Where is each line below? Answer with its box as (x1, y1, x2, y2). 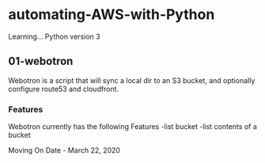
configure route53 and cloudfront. (8, 84, 119, 93)
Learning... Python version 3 (8, 32, 100, 41)
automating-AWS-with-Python (8, 6, 215, 24)
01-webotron (8, 55, 74, 68)
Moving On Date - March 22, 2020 (8, 146, 121, 155)
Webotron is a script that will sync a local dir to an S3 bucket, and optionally (8, 75, 256, 85)
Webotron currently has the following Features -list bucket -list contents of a (8, 122, 257, 131)
